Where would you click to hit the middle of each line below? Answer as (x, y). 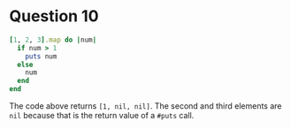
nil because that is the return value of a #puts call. (102, 116)
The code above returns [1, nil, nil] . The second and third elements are (145, 106)
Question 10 (54, 16)
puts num (41, 56)
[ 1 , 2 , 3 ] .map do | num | (53, 40)
